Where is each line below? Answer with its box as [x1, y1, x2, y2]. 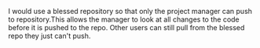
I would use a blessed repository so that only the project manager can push [8, 7, 253, 15]
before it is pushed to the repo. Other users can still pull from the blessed [8, 23, 245, 32]
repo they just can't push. [8, 31, 91, 40]
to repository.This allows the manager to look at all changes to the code [8, 15, 240, 24]
